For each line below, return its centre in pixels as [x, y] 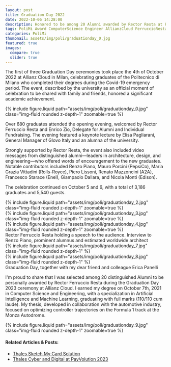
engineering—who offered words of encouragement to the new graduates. [83, 161]
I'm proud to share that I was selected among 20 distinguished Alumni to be [84, 277]
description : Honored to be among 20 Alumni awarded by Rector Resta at [84, 24]
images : [13, 48]
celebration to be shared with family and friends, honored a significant [79, 94]
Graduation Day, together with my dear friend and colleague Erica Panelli [82, 268]
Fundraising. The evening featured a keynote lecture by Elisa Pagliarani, [80, 135]
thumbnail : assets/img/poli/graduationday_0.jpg [58, 39]
